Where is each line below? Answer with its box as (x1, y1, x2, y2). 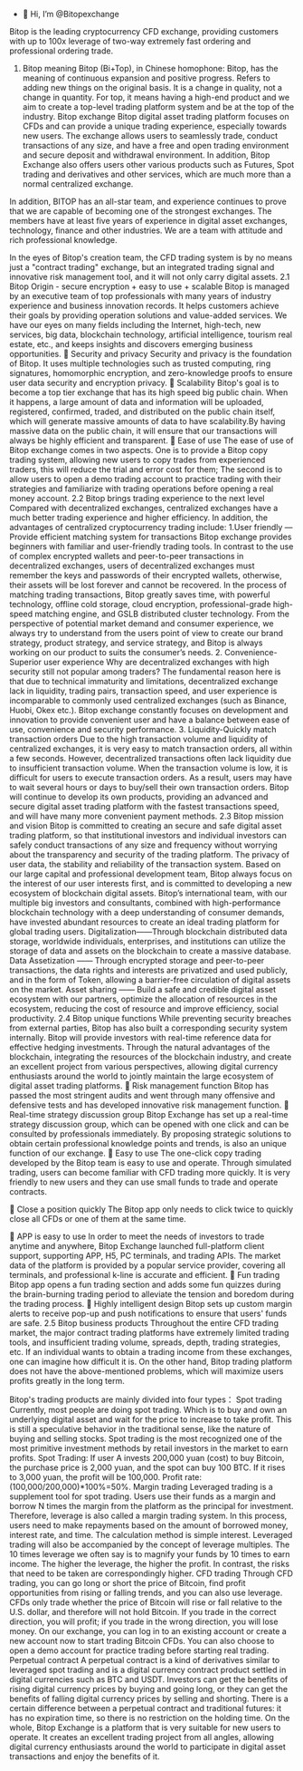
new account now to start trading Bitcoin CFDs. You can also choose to (9, 1636, 275, 1646)
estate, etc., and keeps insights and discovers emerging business (9, 339, 253, 349)
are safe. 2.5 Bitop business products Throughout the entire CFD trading (9, 1318, 279, 1328)
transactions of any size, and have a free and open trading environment (22, 140, 289, 150)
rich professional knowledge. (9, 235, 118, 245)
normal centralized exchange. (22, 179, 134, 189)
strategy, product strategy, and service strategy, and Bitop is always (9, 637, 263, 648)
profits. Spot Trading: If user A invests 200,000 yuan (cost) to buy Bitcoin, (9, 1453, 285, 1463)
